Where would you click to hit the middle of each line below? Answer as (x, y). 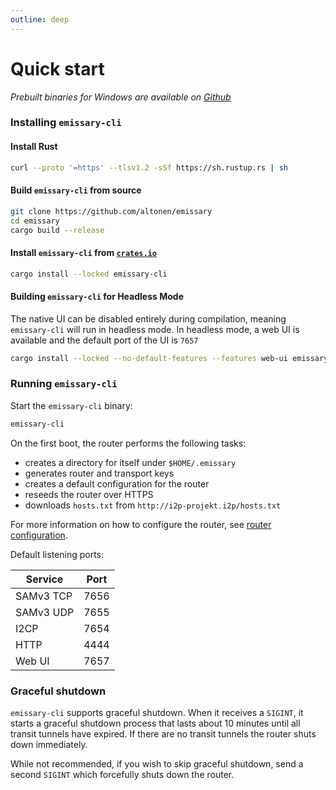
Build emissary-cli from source (76, 190)
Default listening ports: (57, 554)
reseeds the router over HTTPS (89, 494)
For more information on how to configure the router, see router (141, 524)
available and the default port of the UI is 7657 (104, 340)
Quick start (57, 68)
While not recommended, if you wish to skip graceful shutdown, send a (157, 764)
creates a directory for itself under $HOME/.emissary (130, 462)
